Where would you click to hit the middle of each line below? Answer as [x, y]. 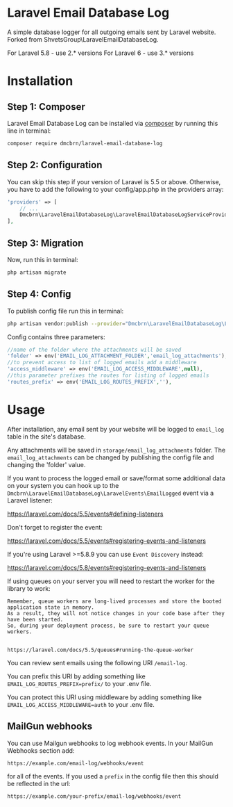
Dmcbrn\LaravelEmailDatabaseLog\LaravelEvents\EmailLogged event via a [111, 493]
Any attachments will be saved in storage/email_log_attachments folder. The [116, 450]
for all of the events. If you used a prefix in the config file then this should [113, 776]
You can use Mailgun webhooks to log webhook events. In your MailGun [110, 743]
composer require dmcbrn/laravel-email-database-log [85, 143]
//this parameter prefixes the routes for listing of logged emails [108, 375]
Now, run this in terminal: [43, 259]
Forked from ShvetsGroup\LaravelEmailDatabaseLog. [83, 39]
